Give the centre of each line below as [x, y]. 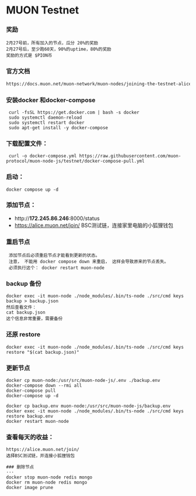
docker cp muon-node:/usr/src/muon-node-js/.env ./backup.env [83, 381]
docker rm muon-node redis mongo [47, 483]
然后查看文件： [21, 308]
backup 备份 [24, 284]
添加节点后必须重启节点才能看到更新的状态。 [54, 256]
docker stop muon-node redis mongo [49, 477]
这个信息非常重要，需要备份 [34, 319]
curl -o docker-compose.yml [43, 156]
